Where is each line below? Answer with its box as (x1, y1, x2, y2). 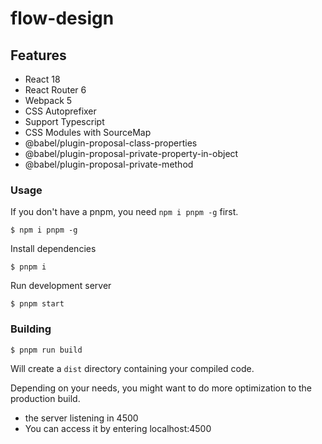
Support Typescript (24, 116, 105, 127)
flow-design (10, 7, 115, 30)
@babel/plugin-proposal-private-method (24, 158, 194, 170)
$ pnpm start (10, 299, 65, 309)
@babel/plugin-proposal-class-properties (24, 137, 198, 149)
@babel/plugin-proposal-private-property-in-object (24, 148, 239, 159)
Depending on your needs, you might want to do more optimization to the (10, 382, 313, 394)
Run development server (10, 280, 112, 292)
